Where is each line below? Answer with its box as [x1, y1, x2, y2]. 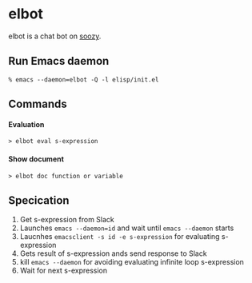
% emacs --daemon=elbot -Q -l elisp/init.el [8, 75, 159, 84]
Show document [8, 153, 64, 164]
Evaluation [8, 119, 45, 129]
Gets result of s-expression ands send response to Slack [19, 249, 207, 258]
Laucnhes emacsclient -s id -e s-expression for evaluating [19, 232, 220, 241]
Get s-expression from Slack [19, 215, 114, 225]
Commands [8, 98, 68, 111]
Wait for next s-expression [19, 265, 108, 276]
